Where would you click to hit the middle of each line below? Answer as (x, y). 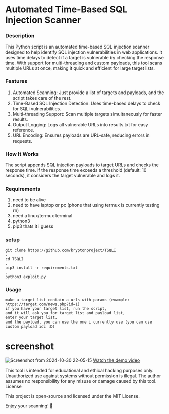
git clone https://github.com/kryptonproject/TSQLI (61, 250)
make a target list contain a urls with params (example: (67, 300)
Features (16, 81)
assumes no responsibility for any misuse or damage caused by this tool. (81, 381)
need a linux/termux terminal (42, 216)
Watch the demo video (117, 360)
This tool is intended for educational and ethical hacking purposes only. (79, 370)
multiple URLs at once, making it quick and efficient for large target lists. (80, 68)
